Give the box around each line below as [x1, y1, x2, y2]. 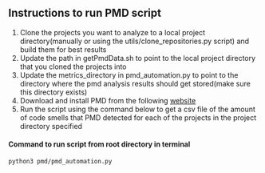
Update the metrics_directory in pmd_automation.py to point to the [19, 70, 239, 79]
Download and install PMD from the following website [19, 95, 196, 105]
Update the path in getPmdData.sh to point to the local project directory [19, 53, 256, 62]
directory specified [19, 121, 82, 131]
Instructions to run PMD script [8, 6, 162, 20]
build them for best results [19, 44, 107, 54]
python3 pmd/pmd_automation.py [8, 158, 113, 166]
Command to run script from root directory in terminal [8, 139, 191, 149]
